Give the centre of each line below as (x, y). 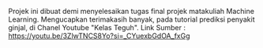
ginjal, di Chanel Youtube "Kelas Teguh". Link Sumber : (97, 27)
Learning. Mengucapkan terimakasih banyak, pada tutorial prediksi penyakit (131, 19)
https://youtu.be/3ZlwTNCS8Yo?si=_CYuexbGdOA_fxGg (100, 36)
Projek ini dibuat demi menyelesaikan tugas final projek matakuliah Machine (131, 11)
